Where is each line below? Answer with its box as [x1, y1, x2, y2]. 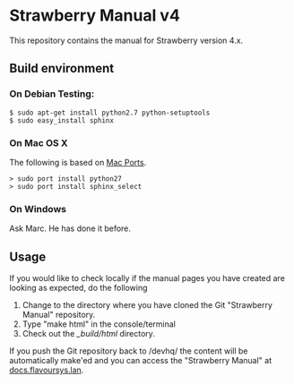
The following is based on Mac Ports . [9, 157, 147, 167]
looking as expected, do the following [9, 283, 148, 294]
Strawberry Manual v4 [9, 5, 181, 26]
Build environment [9, 61, 115, 76]
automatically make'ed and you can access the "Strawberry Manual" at [9, 355, 272, 366]
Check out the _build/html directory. [22, 329, 155, 339]
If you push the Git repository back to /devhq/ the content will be [9, 346, 248, 356]
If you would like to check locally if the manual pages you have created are [9, 273, 285, 284]
